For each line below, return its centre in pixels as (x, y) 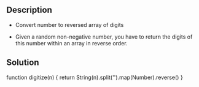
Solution (23, 63)
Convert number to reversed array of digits (69, 25)
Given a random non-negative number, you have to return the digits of (104, 37)
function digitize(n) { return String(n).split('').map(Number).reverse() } (95, 77)
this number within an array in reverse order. (71, 43)
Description (29, 10)
